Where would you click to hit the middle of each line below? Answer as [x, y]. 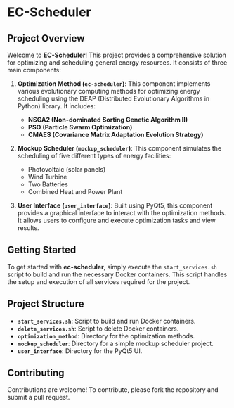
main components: [34, 70]
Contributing [36, 373]
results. [28, 228]
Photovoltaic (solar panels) [67, 169]
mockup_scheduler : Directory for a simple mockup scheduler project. [116, 343]
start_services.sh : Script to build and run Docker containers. [106, 321]
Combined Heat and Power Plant [75, 192]
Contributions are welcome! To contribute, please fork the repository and [113, 390]
